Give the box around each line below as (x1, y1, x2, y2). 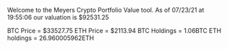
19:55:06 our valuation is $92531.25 (7, 13, 109, 21)
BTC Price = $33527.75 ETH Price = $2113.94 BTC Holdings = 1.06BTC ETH (7, 27, 222, 35)
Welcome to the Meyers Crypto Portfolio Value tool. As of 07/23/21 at (7, 6, 204, 14)
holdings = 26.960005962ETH (7, 34, 95, 42)
